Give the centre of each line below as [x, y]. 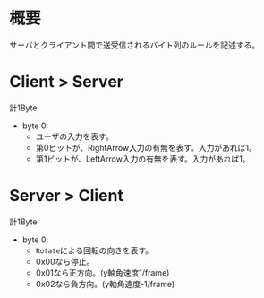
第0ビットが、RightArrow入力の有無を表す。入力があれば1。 [146, 147]
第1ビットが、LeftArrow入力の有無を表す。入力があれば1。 [143, 159]
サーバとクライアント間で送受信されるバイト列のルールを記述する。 [135, 45]
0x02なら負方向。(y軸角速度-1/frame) [105, 284]
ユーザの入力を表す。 [74, 136]
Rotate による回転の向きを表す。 [94, 250]
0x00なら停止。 [65, 261]
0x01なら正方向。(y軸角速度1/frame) [102, 272]
